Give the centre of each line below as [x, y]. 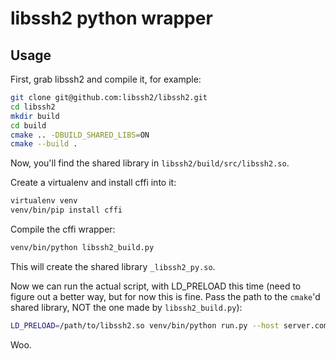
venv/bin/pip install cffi [66, 210]
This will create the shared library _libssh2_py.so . [113, 266]
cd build [28, 125]
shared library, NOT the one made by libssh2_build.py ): [126, 307]
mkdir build [35, 116]
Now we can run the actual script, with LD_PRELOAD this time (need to [156, 286]
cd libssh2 [33, 107]
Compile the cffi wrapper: [63, 229]
